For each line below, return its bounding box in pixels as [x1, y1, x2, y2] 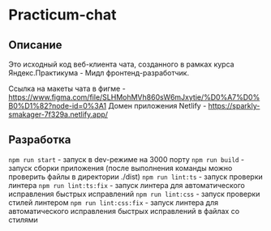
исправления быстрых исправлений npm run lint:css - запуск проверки [8, 189, 260, 199]
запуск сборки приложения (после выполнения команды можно [8, 163, 233, 173]
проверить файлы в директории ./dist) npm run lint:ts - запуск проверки [8, 172, 263, 182]
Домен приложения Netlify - [108, 101, 207, 110]
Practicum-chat [8, 6, 117, 24]
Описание [8, 38, 62, 52]
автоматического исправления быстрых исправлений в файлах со [8, 206, 240, 216]
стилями [8, 215, 38, 225]
